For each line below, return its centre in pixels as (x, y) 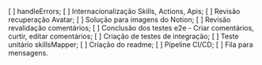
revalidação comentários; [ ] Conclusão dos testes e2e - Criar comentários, (131, 28)
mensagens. (28, 53)
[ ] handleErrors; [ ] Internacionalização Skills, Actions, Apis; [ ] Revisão (124, 11)
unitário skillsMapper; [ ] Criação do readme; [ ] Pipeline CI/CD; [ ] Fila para (131, 45)
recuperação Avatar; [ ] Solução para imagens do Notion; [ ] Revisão (120, 20)
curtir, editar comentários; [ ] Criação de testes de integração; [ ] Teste (123, 36)
